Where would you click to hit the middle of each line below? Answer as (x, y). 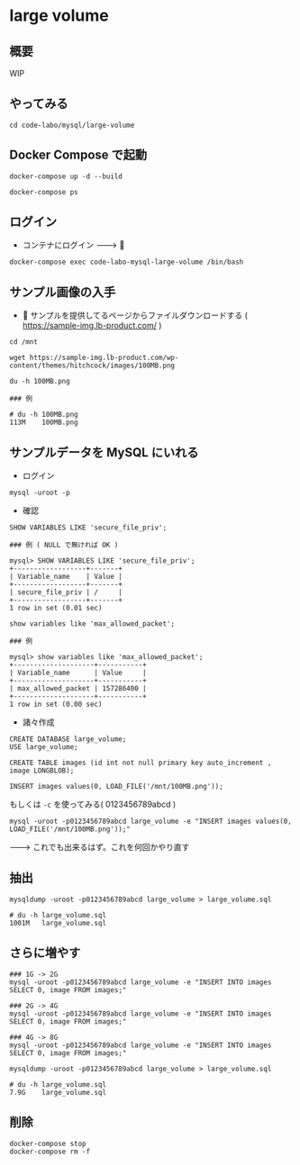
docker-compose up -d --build (66, 176)
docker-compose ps (44, 192)
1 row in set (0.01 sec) (56, 609)
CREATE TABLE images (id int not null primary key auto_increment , (141, 763)
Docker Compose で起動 (78, 155)
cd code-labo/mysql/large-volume (72, 125)
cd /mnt (24, 342)
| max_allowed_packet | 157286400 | (78, 689)
